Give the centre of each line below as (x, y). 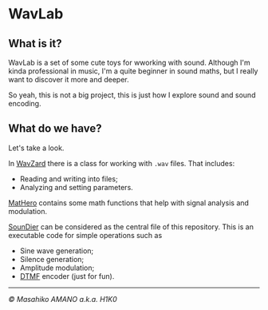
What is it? (35, 44)
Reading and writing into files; (69, 179)
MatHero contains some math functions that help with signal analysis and (129, 203)
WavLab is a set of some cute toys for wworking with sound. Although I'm (129, 62)
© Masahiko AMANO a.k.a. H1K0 (63, 299)
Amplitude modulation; (57, 268)
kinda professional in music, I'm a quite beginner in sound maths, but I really (133, 71)
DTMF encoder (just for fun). (67, 276)
